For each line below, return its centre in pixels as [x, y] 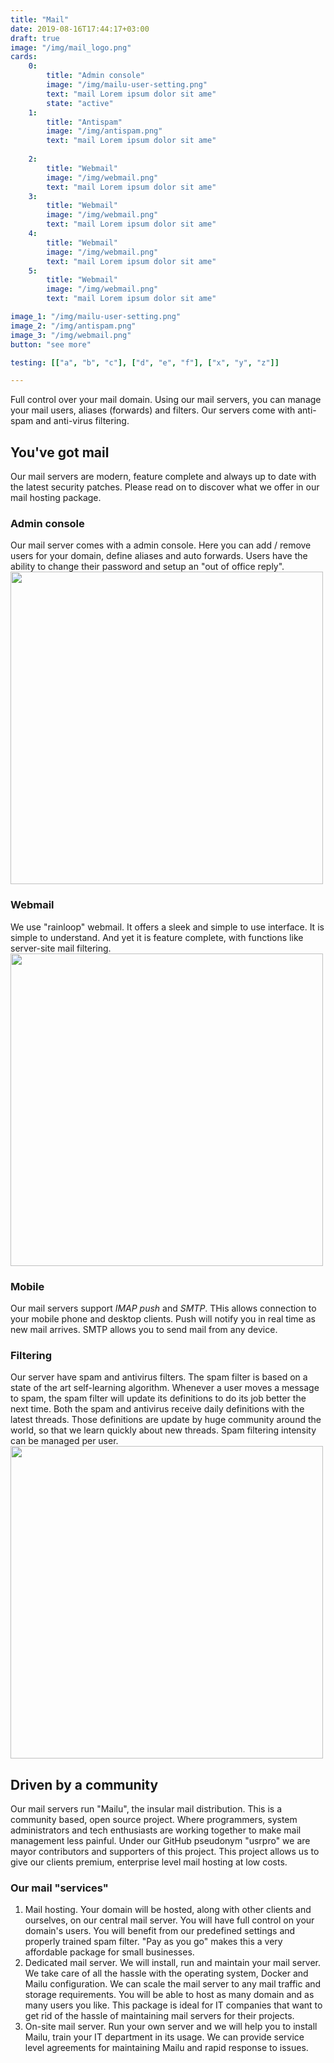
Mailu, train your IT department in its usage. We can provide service [164, 2037]
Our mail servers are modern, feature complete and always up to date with [163, 477]
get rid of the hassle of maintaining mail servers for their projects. [159, 2016]
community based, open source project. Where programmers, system [154, 1820]
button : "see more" [51, 344]
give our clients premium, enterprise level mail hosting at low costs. [149, 1862]
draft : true [35, 38]
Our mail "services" [59, 1888]
